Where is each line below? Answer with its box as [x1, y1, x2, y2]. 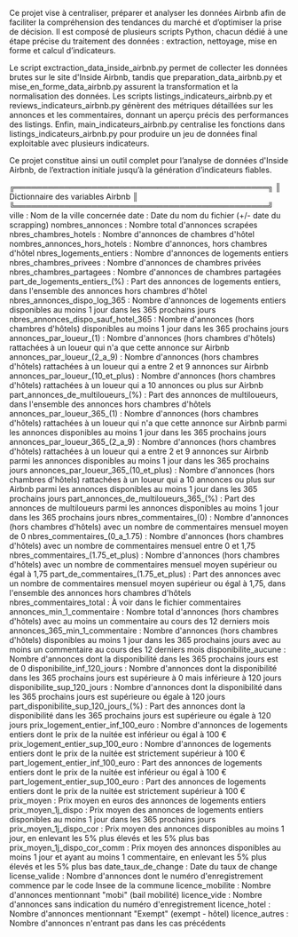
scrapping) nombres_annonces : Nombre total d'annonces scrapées [9, 219, 258, 230]
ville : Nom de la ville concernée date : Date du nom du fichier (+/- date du [9, 210, 281, 220]
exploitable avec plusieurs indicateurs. [9, 138, 150, 148]
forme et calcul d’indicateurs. [9, 45, 117, 56]
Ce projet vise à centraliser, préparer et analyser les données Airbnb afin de [9, 8, 286, 18]
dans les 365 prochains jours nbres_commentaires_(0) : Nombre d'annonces [9, 512, 289, 522]
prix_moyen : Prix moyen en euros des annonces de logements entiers [9, 795, 266, 806]
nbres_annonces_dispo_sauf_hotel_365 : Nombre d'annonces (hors [9, 314, 255, 324]
